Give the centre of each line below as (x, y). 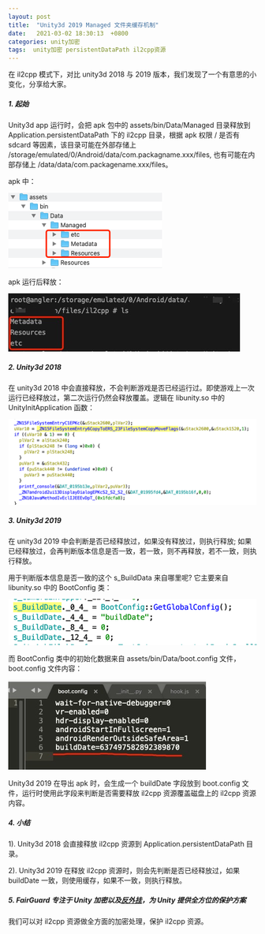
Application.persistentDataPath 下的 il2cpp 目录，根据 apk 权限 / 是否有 (124, 135)
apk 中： (22, 181)
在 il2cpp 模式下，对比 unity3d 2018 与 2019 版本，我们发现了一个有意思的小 (132, 74)
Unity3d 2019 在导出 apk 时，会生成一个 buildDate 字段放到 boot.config (124, 783)
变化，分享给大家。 (39, 84)
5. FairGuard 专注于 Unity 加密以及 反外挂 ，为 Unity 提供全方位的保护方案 (127, 900)
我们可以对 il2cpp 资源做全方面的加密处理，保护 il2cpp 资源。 (108, 921)
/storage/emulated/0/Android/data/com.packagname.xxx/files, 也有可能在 (128, 155)
